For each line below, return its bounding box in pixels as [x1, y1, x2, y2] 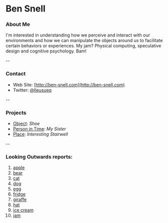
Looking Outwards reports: [5, 153, 73, 160]
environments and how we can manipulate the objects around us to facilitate [5, 37, 163, 43]
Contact [5, 70, 26, 77]
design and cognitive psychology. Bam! [5, 48, 87, 54]
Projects [5, 109, 26, 116]
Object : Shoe [12, 120, 40, 126]
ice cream [12, 207, 34, 213]
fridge [12, 191, 26, 197]
